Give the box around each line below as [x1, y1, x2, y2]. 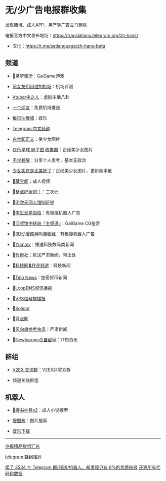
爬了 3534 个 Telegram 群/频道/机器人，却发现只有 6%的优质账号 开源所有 [5, 464, 157, 471]
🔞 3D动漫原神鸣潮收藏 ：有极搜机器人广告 [12, 231, 95, 237]
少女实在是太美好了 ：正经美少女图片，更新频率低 [12, 167, 112, 173]
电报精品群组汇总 [5, 443, 40, 449]
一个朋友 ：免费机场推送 [12, 105, 60, 110]
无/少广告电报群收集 [5, 4, 86, 16]
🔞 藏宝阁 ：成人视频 [12, 178, 50, 184]
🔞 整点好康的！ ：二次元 [12, 189, 59, 195]
